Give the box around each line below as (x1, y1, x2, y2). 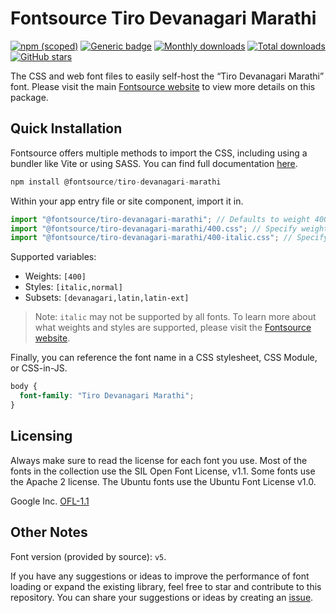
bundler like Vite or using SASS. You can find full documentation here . (10, 157, 298, 169)
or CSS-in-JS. (10, 362, 68, 374)
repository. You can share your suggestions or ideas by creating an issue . (10, 591, 314, 603)
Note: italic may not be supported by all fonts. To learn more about (34, 311, 317, 323)
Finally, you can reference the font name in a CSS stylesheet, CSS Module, (10, 352, 318, 364)
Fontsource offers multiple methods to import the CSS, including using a (10, 147, 308, 159)
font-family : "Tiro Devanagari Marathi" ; (19, 391, 195, 401)
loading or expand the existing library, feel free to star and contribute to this (10, 580, 322, 592)
